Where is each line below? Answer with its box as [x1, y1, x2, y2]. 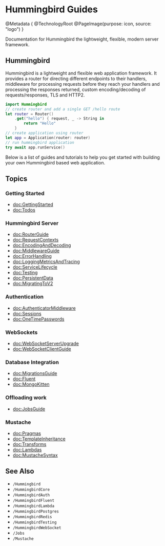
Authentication [5, 293, 44, 300]
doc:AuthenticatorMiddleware [12, 305, 76, 311]
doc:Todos [12, 207, 36, 213]
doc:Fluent [12, 376, 36, 382]
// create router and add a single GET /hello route [5, 106, 120, 111]
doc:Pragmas [12, 430, 41, 436]
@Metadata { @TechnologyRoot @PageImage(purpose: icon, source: [5, 21, 152, 27]
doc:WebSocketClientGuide [12, 346, 71, 352]
